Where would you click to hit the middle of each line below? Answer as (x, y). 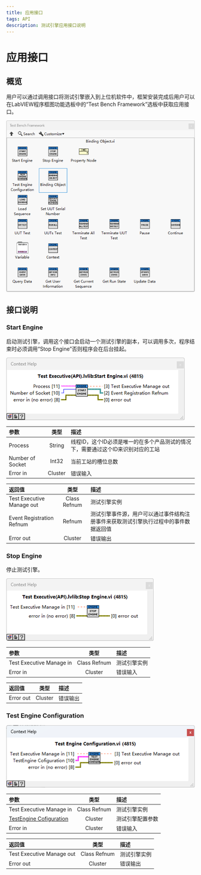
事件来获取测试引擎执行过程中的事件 (140, 521)
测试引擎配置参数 (137, 819)
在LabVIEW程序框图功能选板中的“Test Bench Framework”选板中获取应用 (95, 104)
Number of (22, 458)
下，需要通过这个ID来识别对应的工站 (115, 449)
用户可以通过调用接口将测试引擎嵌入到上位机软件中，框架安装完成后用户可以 (100, 97)
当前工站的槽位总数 (95, 461)
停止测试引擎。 (25, 570)
